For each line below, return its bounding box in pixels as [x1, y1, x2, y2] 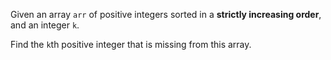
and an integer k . [10, 19, 80, 31]
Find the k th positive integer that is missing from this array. [10, 39, 252, 50]
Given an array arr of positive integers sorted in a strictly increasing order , [10, 9, 322, 20]
